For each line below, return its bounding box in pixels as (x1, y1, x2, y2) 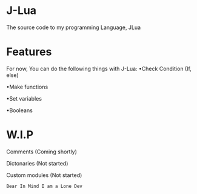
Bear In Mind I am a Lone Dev (6, 183, 83, 189)
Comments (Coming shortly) (6, 148, 78, 155)
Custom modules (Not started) (6, 171, 82, 179)
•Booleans (6, 107, 33, 114)
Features (6, 45, 52, 59)
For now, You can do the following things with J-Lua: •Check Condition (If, (6, 65, 192, 72)
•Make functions (6, 83, 48, 90)
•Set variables (6, 95, 42, 102)
